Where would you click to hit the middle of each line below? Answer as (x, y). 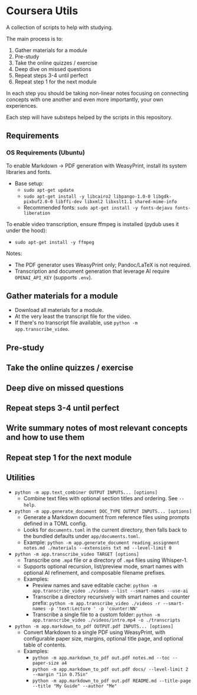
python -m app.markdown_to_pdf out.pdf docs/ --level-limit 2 (110, 669)
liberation (37, 213)
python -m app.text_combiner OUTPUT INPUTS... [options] (86, 493)
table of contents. (45, 645)
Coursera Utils (42, 11)
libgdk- (162, 197)
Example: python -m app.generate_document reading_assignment (101, 542)
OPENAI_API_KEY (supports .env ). (53, 277)
